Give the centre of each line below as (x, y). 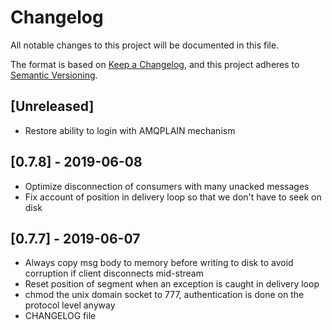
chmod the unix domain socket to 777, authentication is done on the (164, 295)
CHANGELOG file (60, 316)
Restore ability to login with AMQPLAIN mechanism (130, 130)
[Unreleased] (52, 106)
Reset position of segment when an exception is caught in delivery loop (172, 284)
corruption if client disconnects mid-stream (114, 273)
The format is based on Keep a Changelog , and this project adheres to (155, 64)
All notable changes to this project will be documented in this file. (145, 45)
